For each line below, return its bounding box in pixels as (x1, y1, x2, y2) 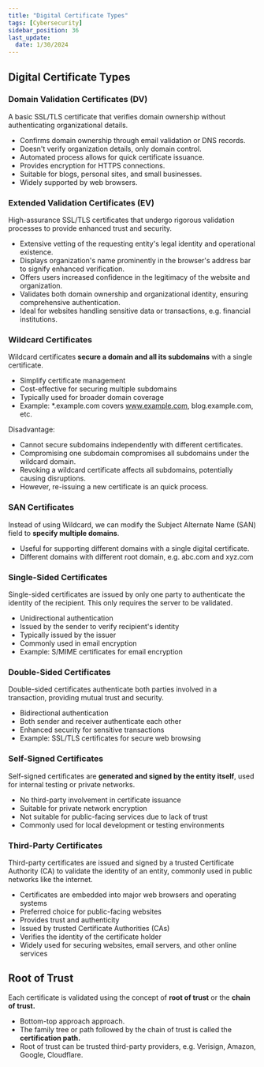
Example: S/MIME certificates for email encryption (19, 647, 184, 656)
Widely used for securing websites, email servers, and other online (19, 940, 237, 949)
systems (19, 898, 47, 907)
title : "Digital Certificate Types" (8, 11, 128, 20)
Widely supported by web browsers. (19, 177, 138, 187)
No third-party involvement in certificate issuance (19, 795, 181, 805)
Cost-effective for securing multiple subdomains (19, 384, 177, 394)
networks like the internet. (8, 874, 93, 884)
